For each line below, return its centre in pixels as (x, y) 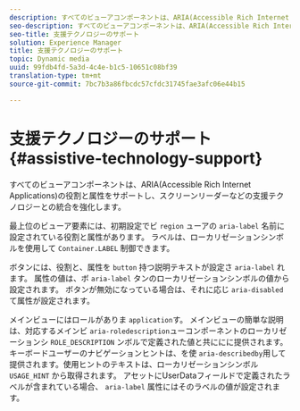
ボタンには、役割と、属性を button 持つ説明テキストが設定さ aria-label (142, 267)
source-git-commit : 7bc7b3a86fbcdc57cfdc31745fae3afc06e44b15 (127, 84)
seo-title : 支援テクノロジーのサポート (75, 34)
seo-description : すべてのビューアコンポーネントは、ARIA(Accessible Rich (139, 26)
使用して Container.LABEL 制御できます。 (100, 247)
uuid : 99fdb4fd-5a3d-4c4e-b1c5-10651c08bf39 (93, 68)
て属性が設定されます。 (52, 300)
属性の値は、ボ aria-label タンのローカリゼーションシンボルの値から (162, 278)
